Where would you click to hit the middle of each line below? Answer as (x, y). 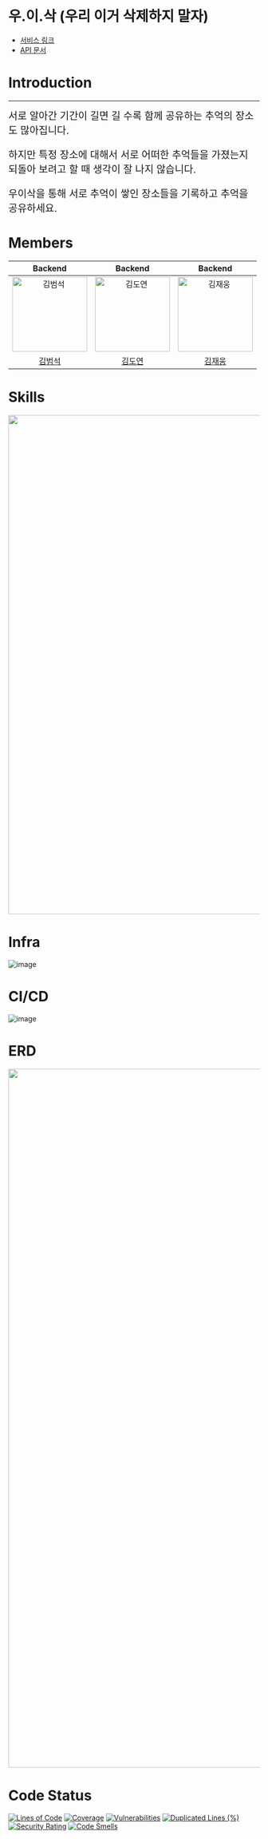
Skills (27, 397)
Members (41, 243)
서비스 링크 (37, 40)
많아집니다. (45, 130)
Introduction (50, 83)
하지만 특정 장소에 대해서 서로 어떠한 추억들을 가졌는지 (128, 155)
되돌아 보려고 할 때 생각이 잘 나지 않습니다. (102, 169)
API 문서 (33, 50)
